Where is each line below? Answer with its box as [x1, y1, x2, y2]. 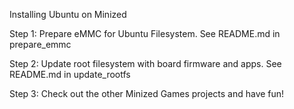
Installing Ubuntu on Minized [9, 9, 127, 20]
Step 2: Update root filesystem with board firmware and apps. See [9, 58, 282, 69]
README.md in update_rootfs [9, 69, 131, 80]
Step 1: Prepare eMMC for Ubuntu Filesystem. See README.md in [9, 28, 281, 39]
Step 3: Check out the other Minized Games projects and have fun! [9, 88, 285, 99]
